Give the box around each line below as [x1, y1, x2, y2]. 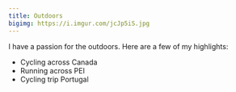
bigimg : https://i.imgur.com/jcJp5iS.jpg [8, 19, 150, 27]
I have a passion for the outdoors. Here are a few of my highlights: [8, 41, 229, 51]
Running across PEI [19, 65, 85, 75]
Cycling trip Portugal [19, 74, 89, 84]
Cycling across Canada [19, 57, 98, 67]
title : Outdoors [8, 11, 63, 20]
